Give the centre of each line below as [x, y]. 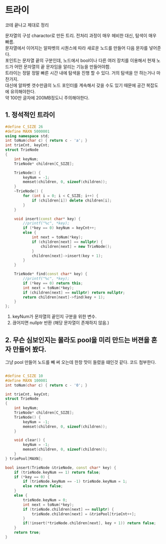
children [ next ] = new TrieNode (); [76, 246]
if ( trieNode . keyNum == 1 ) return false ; [57, 472]
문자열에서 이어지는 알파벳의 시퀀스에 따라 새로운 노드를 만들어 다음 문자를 [77, 48]
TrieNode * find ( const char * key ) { [51, 274]
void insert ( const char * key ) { [47, 219]
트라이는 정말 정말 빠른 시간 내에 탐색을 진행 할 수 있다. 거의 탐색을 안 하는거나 [80, 73]
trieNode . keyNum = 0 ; [45, 500]
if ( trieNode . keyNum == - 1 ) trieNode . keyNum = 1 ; [75, 482]
